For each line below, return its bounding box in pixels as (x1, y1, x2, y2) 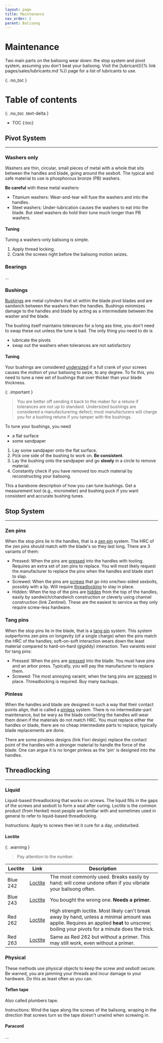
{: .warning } (5, 844, 30, 850)
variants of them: (5, 548, 39, 554)
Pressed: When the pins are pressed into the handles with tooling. (12, 558, 144, 564)
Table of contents (5, 94, 78, 105)
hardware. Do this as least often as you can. (5, 975, 93, 981)
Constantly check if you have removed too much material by (12, 468, 132, 474)
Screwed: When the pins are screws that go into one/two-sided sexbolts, (12, 579, 158, 584)
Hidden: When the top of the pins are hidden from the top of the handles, (12, 589, 158, 595)
